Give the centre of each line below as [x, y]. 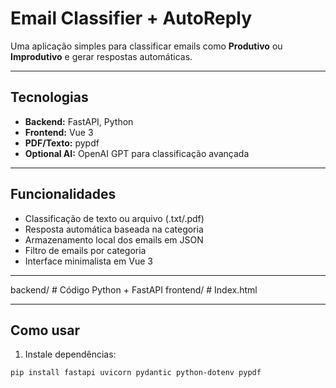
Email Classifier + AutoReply [131, 18]
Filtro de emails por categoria [85, 250]
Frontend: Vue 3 [59, 132]
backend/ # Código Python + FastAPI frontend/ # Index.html [134, 289]
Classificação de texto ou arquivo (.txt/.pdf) [114, 218]
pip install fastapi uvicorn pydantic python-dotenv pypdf [136, 373]
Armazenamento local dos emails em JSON [114, 239]
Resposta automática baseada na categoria [114, 229]
